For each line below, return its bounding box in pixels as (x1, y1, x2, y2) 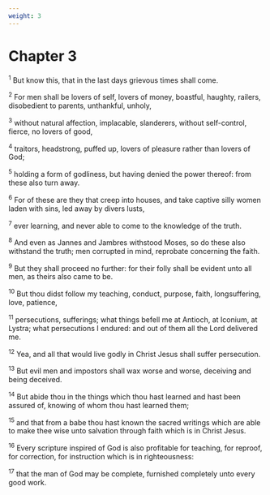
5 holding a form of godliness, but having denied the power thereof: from (8, 168, 251, 179)
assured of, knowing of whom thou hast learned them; (8, 400, 189, 410)
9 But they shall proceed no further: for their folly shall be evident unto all (8, 261, 252, 273)
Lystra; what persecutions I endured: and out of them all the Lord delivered (8, 323, 258, 333)
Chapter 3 (8, 46, 77, 65)
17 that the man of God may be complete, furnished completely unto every (8, 467, 255, 479)
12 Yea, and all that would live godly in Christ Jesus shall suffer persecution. (8, 347, 261, 359)
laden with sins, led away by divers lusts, (8, 204, 145, 213)
